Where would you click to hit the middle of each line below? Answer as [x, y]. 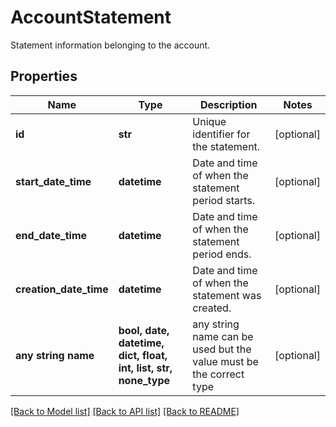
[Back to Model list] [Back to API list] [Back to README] [125, 411]
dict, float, [143, 355]
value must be [225, 361]
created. [212, 308]
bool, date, [144, 330]
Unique [209, 121]
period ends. [222, 254]
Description [228, 104]
